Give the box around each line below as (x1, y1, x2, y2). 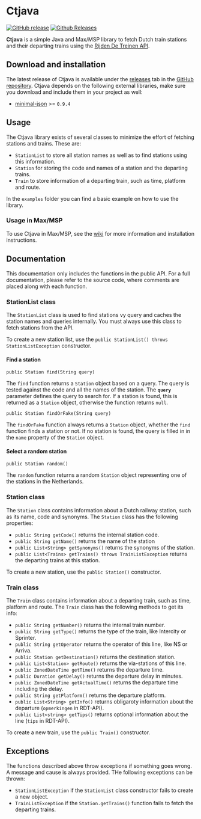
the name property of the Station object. (6, 434, 104, 441)
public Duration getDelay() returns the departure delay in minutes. (14, 672, 183, 679)
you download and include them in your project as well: (6, 88, 143, 96)
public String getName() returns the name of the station (14, 537, 155, 545)
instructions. (6, 236, 37, 244)
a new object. (14, 793, 49, 800)
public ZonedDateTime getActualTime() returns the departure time (14, 678, 179, 686)
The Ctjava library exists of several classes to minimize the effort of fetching (6, 133, 195, 141)
